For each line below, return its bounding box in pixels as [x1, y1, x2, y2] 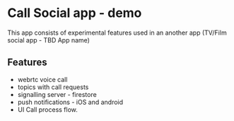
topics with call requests [17, 83, 89, 91]
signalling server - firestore [17, 90, 97, 98]
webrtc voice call [17, 75, 68, 83]
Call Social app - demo [7, 5, 142, 21]
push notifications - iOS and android [17, 98, 124, 106]
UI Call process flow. [17, 105, 78, 114]
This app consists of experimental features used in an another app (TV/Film [7, 28, 228, 37]
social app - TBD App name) [7, 35, 90, 44]
